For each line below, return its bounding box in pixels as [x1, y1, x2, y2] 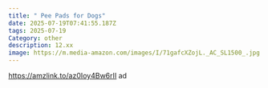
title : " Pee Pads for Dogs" [8, 11, 106, 20]
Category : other [8, 34, 63, 42]
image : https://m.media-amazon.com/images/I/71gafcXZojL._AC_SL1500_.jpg [8, 49, 261, 57]
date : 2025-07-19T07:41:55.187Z [8, 19, 116, 27]
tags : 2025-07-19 [8, 26, 67, 34]
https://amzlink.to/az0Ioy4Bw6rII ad [8, 71, 127, 80]
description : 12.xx [8, 42, 74, 50]
